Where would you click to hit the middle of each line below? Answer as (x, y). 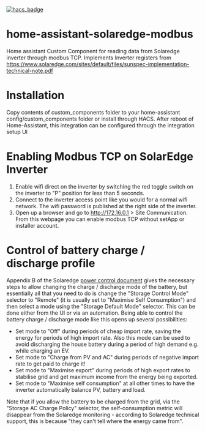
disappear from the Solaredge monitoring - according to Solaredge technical (103, 414)
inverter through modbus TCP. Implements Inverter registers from (89, 58)
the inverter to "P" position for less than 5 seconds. (80, 193)
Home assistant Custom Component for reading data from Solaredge (93, 51)
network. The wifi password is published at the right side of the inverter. (106, 206)
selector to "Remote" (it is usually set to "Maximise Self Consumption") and (101, 299)
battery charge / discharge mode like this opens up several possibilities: (97, 319)
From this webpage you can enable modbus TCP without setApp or (100, 219)
